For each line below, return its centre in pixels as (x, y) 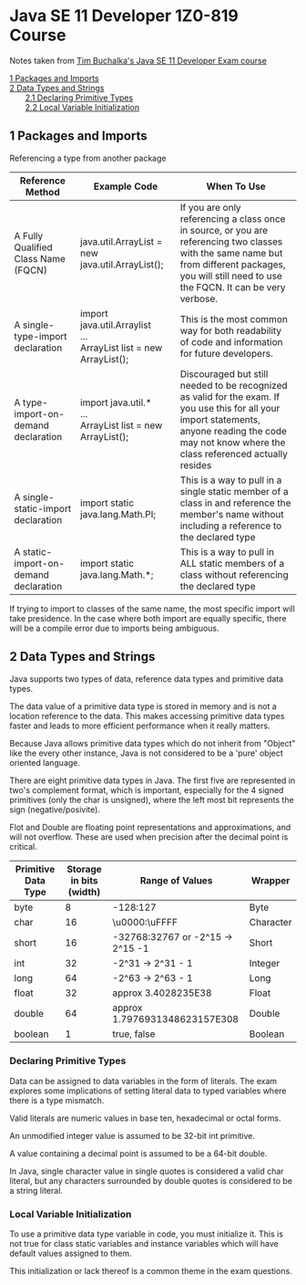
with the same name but (231, 253)
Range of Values (176, 880)
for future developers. (226, 353)
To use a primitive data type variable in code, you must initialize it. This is (147, 1234)
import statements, (220, 419)
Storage (84, 869)
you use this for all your (230, 408)
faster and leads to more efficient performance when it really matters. (140, 726)
